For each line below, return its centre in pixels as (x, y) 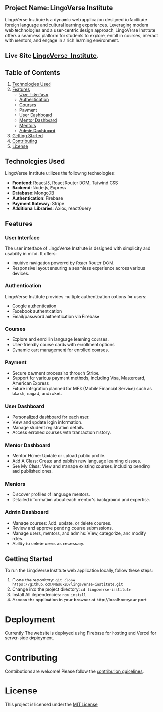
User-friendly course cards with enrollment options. (64, 345)
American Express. (31, 383)
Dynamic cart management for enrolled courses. (60, 350)
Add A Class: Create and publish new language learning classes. (77, 461)
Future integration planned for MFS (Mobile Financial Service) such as (82, 389)
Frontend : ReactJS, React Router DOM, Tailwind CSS (65, 183)
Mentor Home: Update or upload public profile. (59, 456)
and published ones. (33, 471)
